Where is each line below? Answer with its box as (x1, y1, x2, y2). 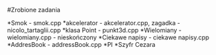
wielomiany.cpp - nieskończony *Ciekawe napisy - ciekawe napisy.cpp (7, 33, 210, 41)
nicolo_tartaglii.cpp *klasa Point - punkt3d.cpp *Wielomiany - (7, 26, 182, 34)
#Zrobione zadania (7, 6, 61, 14)
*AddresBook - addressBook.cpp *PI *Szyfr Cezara (7, 41, 156, 48)
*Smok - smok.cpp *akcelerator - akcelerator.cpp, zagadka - (7, 19, 181, 26)
